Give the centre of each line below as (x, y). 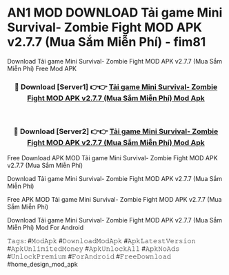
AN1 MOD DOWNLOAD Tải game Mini (115, 13)
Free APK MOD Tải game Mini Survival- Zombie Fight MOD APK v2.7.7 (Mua (114, 199)
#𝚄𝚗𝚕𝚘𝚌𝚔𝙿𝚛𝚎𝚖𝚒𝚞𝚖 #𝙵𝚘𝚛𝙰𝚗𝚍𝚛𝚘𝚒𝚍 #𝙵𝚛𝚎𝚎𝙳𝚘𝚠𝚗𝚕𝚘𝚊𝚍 (89, 256)
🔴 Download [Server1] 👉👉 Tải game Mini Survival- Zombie (116, 86)
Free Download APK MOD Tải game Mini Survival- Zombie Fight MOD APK (112, 158)
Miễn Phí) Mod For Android (46, 227)
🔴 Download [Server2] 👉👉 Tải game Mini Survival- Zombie (116, 131)
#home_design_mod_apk (42, 264)
